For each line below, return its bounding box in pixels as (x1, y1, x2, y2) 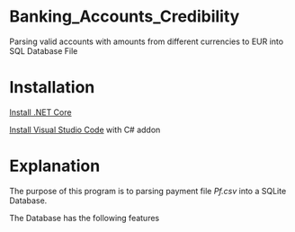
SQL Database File (9, 45, 78, 56)
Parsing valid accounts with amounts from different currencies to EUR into (9, 36, 284, 47)
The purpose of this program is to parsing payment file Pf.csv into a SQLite (9, 185, 287, 196)
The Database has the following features (9, 212, 160, 223)
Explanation (9, 156, 101, 176)
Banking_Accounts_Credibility (9, 6, 240, 27)
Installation (9, 77, 95, 98)
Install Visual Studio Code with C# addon (9, 124, 161, 135)
